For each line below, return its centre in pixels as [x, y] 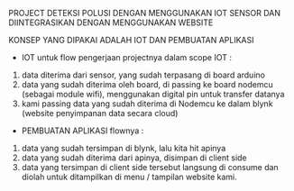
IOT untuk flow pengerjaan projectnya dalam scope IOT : [126, 57]
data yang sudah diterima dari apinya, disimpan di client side [134, 158]
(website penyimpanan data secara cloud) [100, 113]
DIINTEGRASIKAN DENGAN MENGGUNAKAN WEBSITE [111, 23]
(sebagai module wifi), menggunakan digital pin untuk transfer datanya [153, 94]
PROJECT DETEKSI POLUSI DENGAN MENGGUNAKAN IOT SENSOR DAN [145, 13]
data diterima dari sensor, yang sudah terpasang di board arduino [143, 75]
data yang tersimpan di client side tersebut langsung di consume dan [150, 167]
